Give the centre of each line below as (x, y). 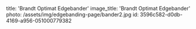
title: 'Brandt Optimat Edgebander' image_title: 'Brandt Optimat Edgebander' (98, 8)
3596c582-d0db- (161, 14)
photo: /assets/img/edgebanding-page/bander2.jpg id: (72, 14)
